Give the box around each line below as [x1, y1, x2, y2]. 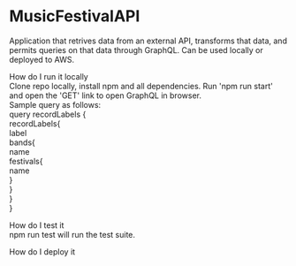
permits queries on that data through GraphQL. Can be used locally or [9, 44, 263, 55]
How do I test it [9, 219, 65, 231]
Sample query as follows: [9, 99, 102, 110]
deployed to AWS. [9, 54, 75, 65]
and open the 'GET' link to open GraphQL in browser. [9, 90, 201, 101]
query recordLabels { [9, 109, 87, 119]
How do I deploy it [9, 246, 76, 257]
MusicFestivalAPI [9, 6, 140, 27]
